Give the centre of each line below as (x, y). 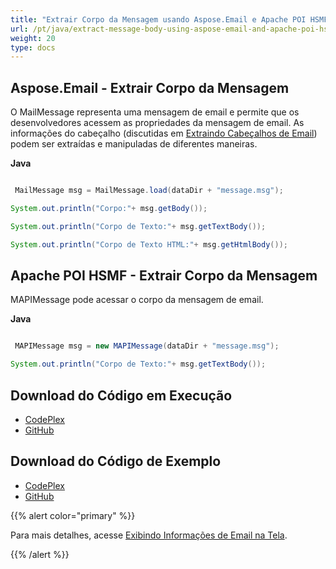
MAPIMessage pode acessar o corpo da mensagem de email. (137, 300)
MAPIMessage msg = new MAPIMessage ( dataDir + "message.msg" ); (147, 346)
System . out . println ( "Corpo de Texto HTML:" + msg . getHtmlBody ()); (149, 244)
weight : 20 (33, 38)
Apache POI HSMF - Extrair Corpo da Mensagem (164, 275)
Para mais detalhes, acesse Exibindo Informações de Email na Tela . (149, 535)
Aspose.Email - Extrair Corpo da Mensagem (150, 87)
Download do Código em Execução (121, 395)
